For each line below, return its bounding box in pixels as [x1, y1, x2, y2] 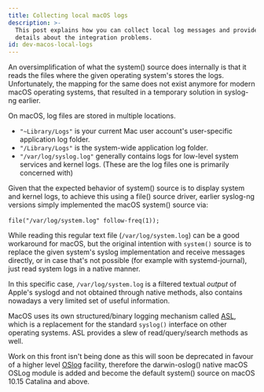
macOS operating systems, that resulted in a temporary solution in [8, 87, 222, 97]
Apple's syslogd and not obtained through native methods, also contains [8, 288, 243, 298]
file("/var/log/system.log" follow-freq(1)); [8, 217, 159, 225]
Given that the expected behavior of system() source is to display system [8, 183, 245, 193]
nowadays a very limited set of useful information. [8, 296, 170, 305]
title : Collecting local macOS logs [8, 11, 128, 20]
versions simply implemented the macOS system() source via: [8, 200, 208, 209]
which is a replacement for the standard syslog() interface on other [8, 320, 227, 329]
